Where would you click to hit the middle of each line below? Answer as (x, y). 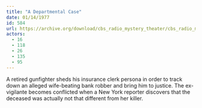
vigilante (17, 92)
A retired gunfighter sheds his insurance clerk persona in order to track (94, 79)
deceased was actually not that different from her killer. (75, 98)
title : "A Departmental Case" (44, 12)
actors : (16, 34)
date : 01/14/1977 (28, 17)
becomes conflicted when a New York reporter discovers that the (109, 92)
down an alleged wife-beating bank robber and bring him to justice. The (95, 85)
